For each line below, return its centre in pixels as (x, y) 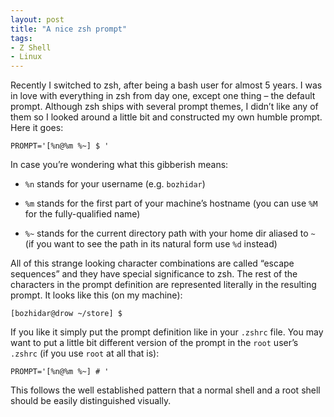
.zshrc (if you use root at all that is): (85, 353)
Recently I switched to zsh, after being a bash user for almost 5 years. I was (166, 85)
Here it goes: (37, 128)
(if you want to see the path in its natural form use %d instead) (151, 244)
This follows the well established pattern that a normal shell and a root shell (165, 390)
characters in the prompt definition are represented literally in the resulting (163, 285)
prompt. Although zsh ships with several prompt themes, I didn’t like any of (164, 107)
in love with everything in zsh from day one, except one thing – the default (163, 96)
